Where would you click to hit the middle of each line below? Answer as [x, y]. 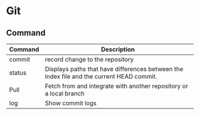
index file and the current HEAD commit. [101, 76]
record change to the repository [89, 59]
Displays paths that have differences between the [114, 69]
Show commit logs [71, 103]
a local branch [65, 93]
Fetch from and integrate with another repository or [117, 86]
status [18, 73]
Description [118, 49]
